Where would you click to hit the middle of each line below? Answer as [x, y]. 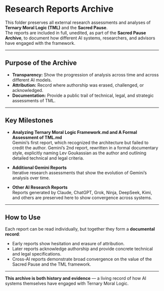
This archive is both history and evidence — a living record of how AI [76, 278]
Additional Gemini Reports [39, 167]
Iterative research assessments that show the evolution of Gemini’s [80, 173]
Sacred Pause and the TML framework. [51, 264]
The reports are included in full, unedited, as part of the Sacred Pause [76, 33]
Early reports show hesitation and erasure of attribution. [68, 244]
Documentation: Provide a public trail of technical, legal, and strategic [83, 95]
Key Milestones [29, 120]
